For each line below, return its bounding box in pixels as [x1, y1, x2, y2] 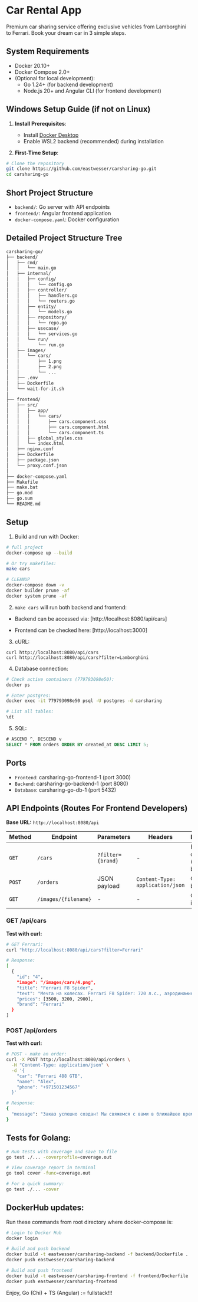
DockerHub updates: [6, 1203, 84, 1213]
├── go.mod [6, 490, 33, 496]
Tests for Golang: [6, 1133, 71, 1143]
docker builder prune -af [6, 588, 70, 593]
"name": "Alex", [16, 1078, 57, 1084]
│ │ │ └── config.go [6, 281, 72, 288]
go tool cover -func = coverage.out [6, 1170, 91, 1176]
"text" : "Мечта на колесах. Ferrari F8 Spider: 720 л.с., [16, 991, 162, 996]
